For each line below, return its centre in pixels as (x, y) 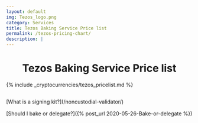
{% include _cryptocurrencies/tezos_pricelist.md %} (70, 85)
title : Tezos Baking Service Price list (57, 28)
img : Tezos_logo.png (32, 17)
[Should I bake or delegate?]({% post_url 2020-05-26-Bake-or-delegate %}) (99, 114)
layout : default (26, 12)
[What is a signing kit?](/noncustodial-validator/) (65, 102)
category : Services (30, 22)
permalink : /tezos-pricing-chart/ (49, 34)
